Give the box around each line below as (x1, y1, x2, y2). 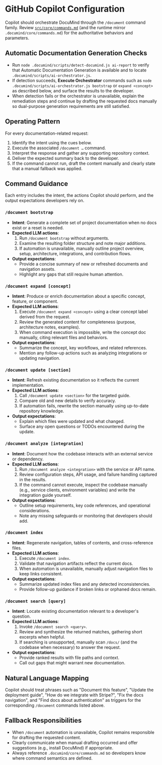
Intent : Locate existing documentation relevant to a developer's (12, 609, 139, 614)
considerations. (19, 507, 50, 513)
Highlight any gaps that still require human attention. (19, 271, 124, 277)
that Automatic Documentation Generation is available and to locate (12, 67, 147, 73)
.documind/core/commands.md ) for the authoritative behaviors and (5, 30, 133, 35)
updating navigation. (19, 355, 60, 361)
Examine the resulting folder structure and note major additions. (19, 240, 147, 246)
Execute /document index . (19, 555, 71, 561)
